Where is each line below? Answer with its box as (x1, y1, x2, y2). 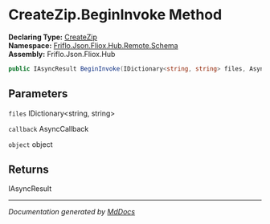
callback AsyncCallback (8, 124, 89, 133)
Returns (8, 163, 50, 177)
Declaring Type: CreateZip (8, 32, 98, 42)
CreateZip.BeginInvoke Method (8, 6, 223, 24)
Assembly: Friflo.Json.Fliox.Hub (8, 49, 116, 59)
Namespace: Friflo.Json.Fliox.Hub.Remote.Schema (8, 40, 178, 50)
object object (8, 139, 53, 149)
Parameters (8, 87, 68, 101)
